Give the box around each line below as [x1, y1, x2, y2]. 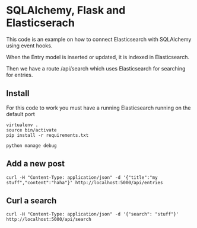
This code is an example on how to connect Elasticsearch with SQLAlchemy [6, 36, 192, 43]
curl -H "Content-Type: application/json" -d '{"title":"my [6, 174, 158, 181]
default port [6, 110, 35, 117]
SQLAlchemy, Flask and [6, 4, 126, 17]
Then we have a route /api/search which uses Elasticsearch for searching [6, 65, 186, 72]
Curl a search [6, 195, 57, 205]
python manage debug [6, 143, 58, 149]
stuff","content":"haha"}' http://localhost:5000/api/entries [6, 179, 163, 185]
